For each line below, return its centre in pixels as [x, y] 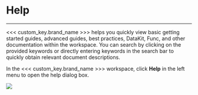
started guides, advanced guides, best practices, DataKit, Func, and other [96, 38]
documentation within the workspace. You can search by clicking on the [94, 44]
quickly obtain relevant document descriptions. [63, 57]
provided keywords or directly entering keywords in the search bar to [90, 51]
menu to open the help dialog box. [48, 75]
